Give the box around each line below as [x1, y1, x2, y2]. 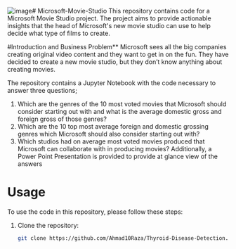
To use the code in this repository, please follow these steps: [7, 207, 183, 216]
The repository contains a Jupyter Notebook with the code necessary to [7, 79, 216, 87]
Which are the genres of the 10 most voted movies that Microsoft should [17, 100, 227, 108]
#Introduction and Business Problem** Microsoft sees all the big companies [7, 43, 227, 51]
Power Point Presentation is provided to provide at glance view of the [17, 152, 218, 160]
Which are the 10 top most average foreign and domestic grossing [17, 122, 209, 130]
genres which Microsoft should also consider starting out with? [17, 130, 200, 138]
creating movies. [7, 65, 56, 73]
